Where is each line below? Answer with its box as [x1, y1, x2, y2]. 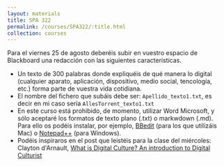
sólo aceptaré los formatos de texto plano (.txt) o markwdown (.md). [17, 114, 214, 123]
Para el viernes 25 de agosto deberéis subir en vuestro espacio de [7, 49, 198, 57]
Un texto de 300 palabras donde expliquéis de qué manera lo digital [17, 70, 212, 78]
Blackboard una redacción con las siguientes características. [7, 56, 182, 65]
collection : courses [7, 29, 67, 37]
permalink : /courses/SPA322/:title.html [7, 23, 127, 30]
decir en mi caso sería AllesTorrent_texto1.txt [17, 99, 154, 108]
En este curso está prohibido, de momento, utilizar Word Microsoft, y [17, 107, 215, 115]
